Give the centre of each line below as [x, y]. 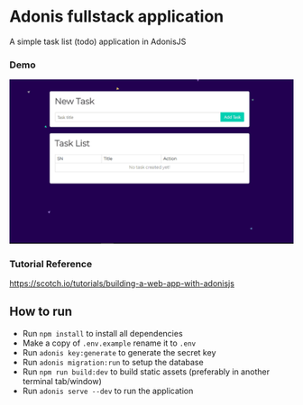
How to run [41, 312]
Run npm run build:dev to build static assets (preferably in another [146, 372]
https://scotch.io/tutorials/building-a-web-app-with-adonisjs [122, 283]
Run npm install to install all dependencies [102, 333]
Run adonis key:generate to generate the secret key [119, 352]
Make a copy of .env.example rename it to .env [109, 343]
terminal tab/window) [62, 381]
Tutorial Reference [51, 264]
